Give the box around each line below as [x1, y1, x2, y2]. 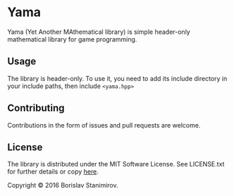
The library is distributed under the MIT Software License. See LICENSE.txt [7, 160, 225, 169]
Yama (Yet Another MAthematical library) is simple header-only [7, 27, 190, 36]
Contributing [7, 102, 65, 114]
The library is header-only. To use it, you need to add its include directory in [7, 74, 228, 82]
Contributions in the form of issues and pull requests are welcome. [7, 121, 201, 129]
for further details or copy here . [7, 167, 99, 176]
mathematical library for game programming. [7, 35, 137, 43]
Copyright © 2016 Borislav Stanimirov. [7, 181, 118, 190]
